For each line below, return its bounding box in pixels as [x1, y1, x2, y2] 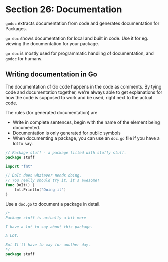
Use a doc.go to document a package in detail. [5, 201, 101, 207]
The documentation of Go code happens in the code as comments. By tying [5, 83, 162, 90]
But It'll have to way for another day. [5, 242, 91, 247]
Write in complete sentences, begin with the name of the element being [12, 119, 160, 125]
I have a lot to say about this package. [5, 224, 93, 229]
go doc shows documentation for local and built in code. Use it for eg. [5, 35, 149, 41]
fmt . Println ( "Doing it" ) [14, 187, 66, 192]
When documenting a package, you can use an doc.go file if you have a [12, 135, 160, 141]
